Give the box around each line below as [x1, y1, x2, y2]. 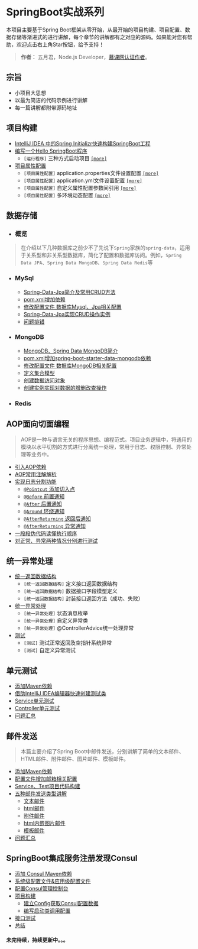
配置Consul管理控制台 [14, 885, 69, 892]
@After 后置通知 [23, 500, 62, 507]
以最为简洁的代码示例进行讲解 [14, 96, 87, 103]
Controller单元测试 [14, 705, 60, 712]
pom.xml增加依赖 [23, 296, 66, 303]
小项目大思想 [14, 89, 46, 96]
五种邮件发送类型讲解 [14, 790, 67, 797]
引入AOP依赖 [14, 463, 47, 470]
